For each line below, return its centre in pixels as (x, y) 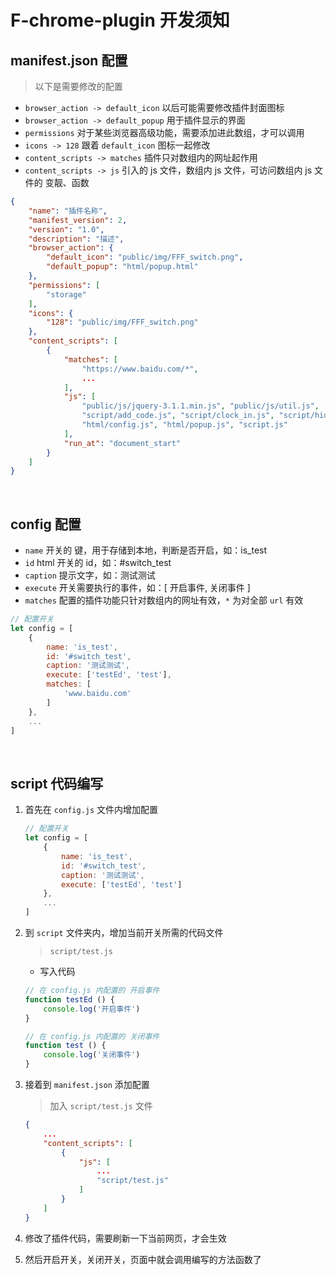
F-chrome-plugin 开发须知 (120, 20)
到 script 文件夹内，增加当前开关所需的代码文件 (124, 932)
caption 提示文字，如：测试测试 (90, 575)
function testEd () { (69, 999)
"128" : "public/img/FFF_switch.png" (122, 322)
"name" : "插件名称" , (68, 211)
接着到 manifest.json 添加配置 (87, 1084)
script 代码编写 (57, 783)
